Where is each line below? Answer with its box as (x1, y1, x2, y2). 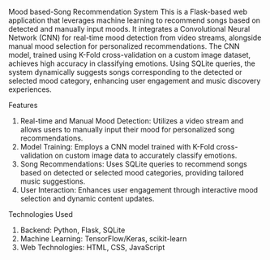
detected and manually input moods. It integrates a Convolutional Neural (8, 24, 251, 33)
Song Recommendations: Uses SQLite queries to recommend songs (19, 159, 247, 169)
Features (8, 101, 38, 110)
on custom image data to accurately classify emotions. (54, 150, 238, 160)
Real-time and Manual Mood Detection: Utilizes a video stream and (19, 116, 244, 125)
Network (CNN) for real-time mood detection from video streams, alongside (8, 32, 262, 42)
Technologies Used (8, 210, 73, 219)
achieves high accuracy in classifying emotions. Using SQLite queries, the (8, 58, 255, 68)
